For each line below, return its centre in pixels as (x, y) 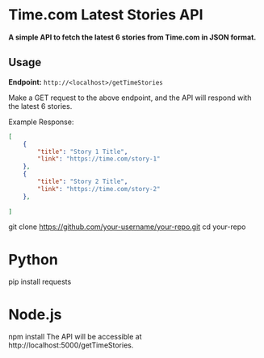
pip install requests (40, 282)
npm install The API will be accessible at (75, 337)
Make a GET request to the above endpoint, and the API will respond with (130, 98)
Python (33, 259)
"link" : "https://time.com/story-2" (99, 189)
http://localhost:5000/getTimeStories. (71, 345)
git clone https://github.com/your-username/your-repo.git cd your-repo (127, 227)
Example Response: (41, 122)
